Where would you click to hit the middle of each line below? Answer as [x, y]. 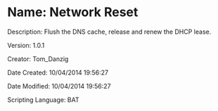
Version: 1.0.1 [26, 45]
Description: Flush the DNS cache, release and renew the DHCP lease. [109, 32]
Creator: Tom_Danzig [38, 59]
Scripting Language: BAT [43, 100]
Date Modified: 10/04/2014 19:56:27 [59, 86]
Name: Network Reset [73, 12]
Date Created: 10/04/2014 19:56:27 [58, 72]
